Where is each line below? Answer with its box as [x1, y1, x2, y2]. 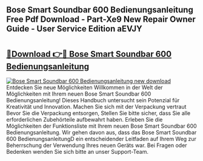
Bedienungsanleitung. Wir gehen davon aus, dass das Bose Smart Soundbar [6, 129, 197, 136]
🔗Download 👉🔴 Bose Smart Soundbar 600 [6, 48, 171, 59]
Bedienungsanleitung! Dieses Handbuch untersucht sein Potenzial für [6, 97, 180, 103]
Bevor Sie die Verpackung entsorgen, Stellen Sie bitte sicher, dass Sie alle [6, 110, 191, 117]
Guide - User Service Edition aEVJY [6, 24, 142, 34]
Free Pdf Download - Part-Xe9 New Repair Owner [6, 15, 196, 25]
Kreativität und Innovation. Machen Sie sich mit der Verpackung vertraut [6, 103, 187, 110]
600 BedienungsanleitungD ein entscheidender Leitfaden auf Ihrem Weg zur [6, 136, 197, 142]
